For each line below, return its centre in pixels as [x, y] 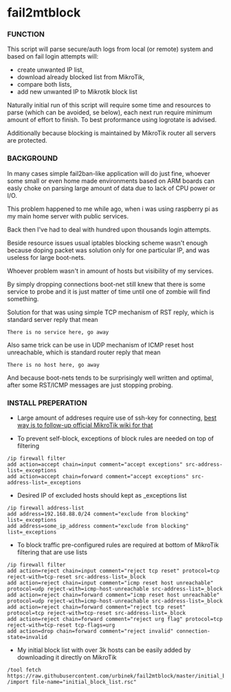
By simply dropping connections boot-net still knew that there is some [106, 284]
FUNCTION [26, 34]
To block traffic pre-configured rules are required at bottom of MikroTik [118, 545]
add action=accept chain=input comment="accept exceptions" [95, 465]
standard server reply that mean [53, 319]
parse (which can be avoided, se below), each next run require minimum [110, 112]
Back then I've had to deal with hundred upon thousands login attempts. [109, 230]
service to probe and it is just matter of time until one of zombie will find [109, 292]
